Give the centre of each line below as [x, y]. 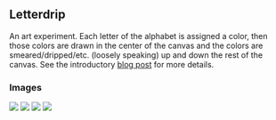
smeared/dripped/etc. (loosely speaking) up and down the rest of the [136, 55]
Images [26, 87]
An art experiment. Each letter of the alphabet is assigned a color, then [139, 36]
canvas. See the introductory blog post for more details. [112, 64]
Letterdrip [37, 15]
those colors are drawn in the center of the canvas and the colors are [136, 45]
